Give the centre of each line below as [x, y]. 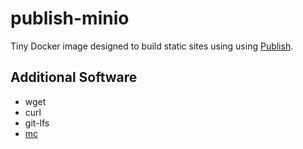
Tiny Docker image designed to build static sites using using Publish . [152, 46]
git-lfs [37, 123]
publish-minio [70, 18]
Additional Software [74, 77]
